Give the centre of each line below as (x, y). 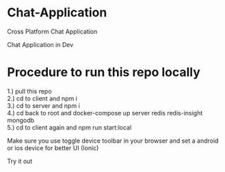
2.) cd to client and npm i (42, 98)
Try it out (20, 161)
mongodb (21, 120)
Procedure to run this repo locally (104, 72)
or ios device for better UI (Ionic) (53, 147)
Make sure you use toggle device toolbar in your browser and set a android (113, 141)
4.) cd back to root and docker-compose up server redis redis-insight (105, 113)
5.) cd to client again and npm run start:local (69, 127)
